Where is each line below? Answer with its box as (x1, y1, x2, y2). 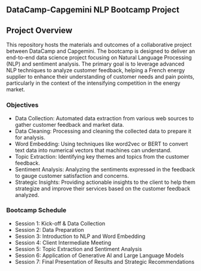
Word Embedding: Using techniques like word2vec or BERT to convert (14, 140, 188, 147)
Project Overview (6, 25, 73, 35)
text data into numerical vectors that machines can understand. (14, 147, 172, 154)
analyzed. (14, 191, 40, 198)
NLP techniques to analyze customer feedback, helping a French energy (6, 67, 185, 74)
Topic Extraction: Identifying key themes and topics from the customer (14, 153, 190, 160)
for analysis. (14, 133, 46, 141)
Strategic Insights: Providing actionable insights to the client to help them (14, 178, 196, 186)
